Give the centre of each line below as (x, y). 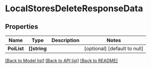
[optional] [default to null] (114, 48)
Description (65, 40)
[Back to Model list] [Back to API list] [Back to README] (61, 61)
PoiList (16, 48)
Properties (22, 27)
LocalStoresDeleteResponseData (74, 9)
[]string (38, 48)
